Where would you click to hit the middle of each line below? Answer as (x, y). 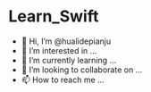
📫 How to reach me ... (63, 79)
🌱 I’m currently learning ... (69, 60)
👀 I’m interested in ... (59, 50)
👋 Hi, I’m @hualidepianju (66, 41)
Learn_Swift (54, 17)
